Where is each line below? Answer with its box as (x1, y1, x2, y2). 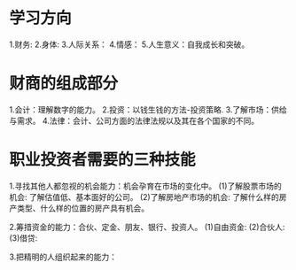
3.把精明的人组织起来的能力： (9, 251, 118, 262)
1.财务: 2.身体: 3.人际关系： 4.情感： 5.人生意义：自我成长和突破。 (9, 39, 250, 50)
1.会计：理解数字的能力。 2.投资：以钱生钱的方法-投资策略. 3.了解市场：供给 (9, 104, 288, 115)
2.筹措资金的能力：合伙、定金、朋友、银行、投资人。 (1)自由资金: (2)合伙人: (9, 221, 285, 232)
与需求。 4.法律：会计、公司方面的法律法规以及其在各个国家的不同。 (9, 115, 260, 126)
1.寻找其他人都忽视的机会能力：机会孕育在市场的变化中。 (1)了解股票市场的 (9, 181, 282, 191)
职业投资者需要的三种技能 (9, 150, 197, 170)
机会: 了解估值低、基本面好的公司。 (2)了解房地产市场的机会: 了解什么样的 (9, 191, 279, 202)
